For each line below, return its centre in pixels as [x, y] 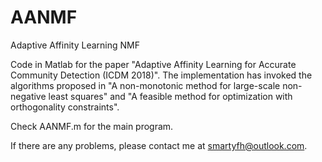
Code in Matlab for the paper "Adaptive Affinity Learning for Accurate [153, 64]
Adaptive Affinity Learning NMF [75, 45]
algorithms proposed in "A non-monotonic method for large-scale [145, 85]
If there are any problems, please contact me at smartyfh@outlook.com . [159, 145]
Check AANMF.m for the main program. [92, 126]
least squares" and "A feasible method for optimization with [170, 96]
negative [28, 96]
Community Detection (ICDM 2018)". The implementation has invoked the [161, 75]
